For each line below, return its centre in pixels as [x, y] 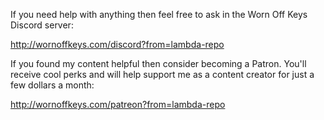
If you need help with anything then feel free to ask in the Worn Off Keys [159, 14]
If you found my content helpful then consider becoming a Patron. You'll [158, 63]
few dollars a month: [52, 85]
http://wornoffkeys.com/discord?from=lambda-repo [117, 44]
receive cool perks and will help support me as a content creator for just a [162, 74]
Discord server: [42, 25]
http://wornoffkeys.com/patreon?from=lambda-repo [118, 104]
